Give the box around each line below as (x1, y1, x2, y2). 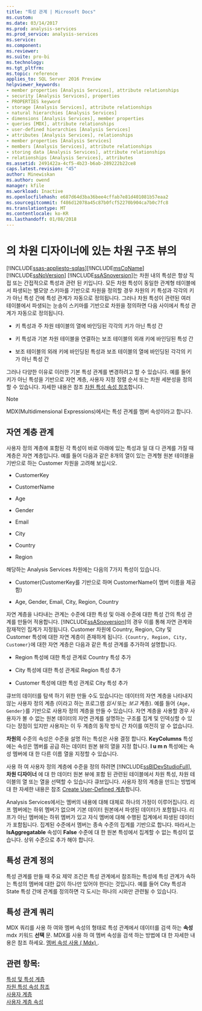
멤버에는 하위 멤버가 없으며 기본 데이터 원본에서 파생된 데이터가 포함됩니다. (12, 806, 188, 813)
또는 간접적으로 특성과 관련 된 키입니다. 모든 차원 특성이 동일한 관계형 (12, 279, 175, 287)
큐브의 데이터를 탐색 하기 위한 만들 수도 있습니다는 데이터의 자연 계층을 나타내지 (6, 692, 193, 699)
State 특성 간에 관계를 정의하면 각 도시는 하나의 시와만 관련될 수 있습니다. (6, 887, 178, 895)
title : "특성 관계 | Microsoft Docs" (6, 8, 96, 15)
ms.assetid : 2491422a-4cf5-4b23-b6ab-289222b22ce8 (6, 160, 136, 166)
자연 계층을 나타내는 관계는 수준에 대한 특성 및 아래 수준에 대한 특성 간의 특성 (6, 610, 186, 618)
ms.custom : (6, 14, 34, 21)
